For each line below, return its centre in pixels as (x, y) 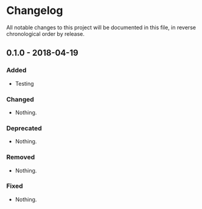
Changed (20, 99)
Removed (21, 157)
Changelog (35, 11)
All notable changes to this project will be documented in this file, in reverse (101, 27)
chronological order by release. (46, 33)
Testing (25, 83)
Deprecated (24, 128)
